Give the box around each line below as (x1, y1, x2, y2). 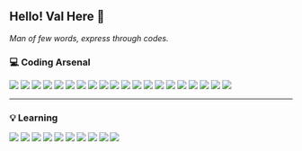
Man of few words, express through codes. (9, 32, 169, 43)
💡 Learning (9, 111, 58, 124)
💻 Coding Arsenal (9, 56, 91, 68)
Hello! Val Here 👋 (9, 9, 105, 24)
